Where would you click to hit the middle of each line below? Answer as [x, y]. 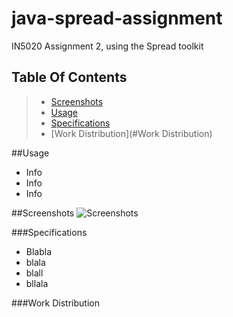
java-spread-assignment [117, 18]
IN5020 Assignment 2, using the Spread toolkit [107, 46]
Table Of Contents [69, 77]
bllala [37, 283]
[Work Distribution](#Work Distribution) [131, 133]
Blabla [39, 251]
